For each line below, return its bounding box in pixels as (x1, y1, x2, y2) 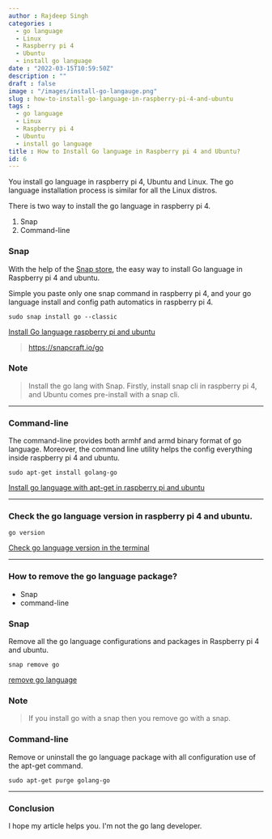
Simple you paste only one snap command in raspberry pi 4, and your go (8, 288, 252, 298)
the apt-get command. (8, 761, 83, 770)
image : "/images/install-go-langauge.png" (8, 87, 158, 95)
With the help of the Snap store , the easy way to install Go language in (8, 264, 243, 273)
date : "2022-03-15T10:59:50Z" (8, 65, 114, 73)
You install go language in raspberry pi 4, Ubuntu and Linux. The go (8, 177, 234, 187)
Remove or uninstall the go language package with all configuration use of (8, 752, 257, 761)
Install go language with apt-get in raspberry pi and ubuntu (8, 483, 205, 493)
